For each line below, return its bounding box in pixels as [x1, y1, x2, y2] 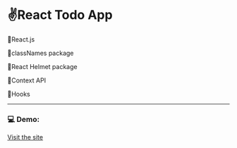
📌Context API [7, 76, 47, 85]
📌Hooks [7, 90, 30, 98]
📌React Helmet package [7, 62, 78, 70]
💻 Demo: [7, 114, 40, 124]
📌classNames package [7, 49, 74, 57]
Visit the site [7, 133, 44, 142]
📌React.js [7, 35, 35, 44]
